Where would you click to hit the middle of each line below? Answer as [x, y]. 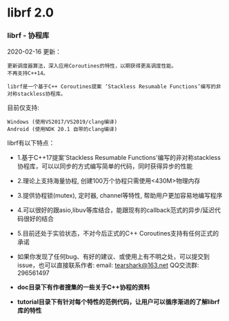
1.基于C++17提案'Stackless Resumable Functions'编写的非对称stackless [119, 158]
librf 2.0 [30, 13]
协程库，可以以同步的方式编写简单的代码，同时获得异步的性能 [105, 166]
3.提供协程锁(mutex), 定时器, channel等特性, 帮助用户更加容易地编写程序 [120, 196]
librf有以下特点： [31, 143]
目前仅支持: [23, 107]
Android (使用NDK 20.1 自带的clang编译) [62, 130]
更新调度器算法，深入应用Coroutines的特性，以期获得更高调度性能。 [92, 66]
